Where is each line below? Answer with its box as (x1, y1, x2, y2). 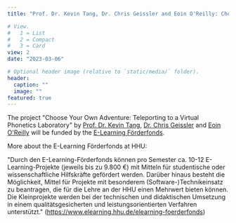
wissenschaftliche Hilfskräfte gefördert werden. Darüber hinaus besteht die (7, 170, 225, 179)
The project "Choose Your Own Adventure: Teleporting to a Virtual (7, 114, 199, 122)
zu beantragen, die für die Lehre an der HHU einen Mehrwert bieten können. (7, 185, 228, 194)
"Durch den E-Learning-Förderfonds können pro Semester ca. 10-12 (7, 156, 204, 164)
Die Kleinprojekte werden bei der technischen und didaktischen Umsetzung (7, 193, 226, 201)
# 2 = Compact (7, 36, 55, 43)
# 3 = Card (7, 43, 46, 50)
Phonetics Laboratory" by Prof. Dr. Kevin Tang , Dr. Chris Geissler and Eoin (7, 121, 221, 130)
